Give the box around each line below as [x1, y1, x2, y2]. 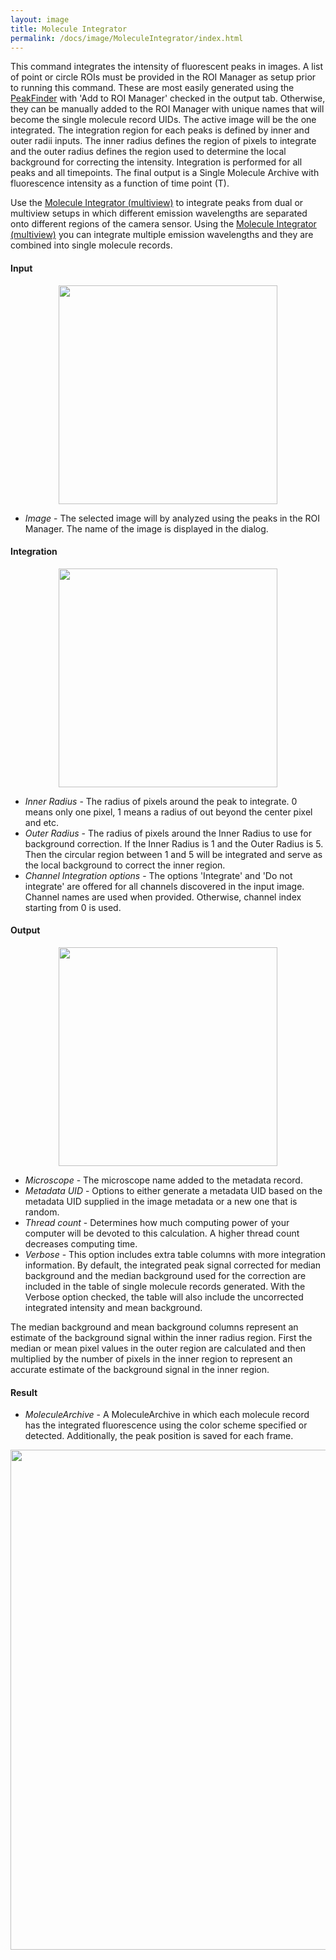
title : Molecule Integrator [10, 24, 128, 34]
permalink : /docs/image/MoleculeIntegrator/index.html [10, 33, 244, 43]
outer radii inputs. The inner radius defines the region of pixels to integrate [10, 135, 317, 147]
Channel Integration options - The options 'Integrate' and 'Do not [24, 869, 293, 881]
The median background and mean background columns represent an [10, 1321, 299, 1333]
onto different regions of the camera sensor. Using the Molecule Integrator [10, 218, 317, 230]
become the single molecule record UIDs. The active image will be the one [10, 114, 317, 126]
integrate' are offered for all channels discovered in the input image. [24, 880, 305, 892]
